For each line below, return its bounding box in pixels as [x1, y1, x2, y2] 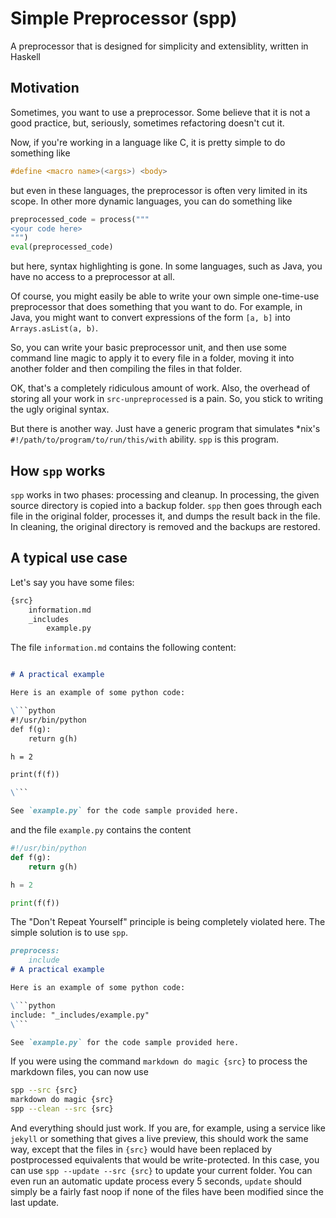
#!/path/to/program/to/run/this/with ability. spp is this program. [10, 433, 279, 446]
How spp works [10, 462, 106, 479]
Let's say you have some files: [10, 576, 135, 588]
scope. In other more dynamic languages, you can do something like [10, 195, 293, 207]
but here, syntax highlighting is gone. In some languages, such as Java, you [10, 260, 323, 272]
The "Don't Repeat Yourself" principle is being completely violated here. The [10, 916, 326, 928]
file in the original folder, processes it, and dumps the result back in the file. [10, 510, 321, 522]
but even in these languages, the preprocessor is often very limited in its [10, 184, 308, 196]
